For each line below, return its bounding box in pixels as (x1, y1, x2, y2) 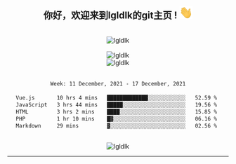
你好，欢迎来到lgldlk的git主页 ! (43, 10, 178, 22)
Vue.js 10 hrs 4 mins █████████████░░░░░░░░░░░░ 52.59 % (15, 94, 218, 101)
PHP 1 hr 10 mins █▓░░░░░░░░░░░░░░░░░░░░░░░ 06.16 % (15, 115, 218, 122)
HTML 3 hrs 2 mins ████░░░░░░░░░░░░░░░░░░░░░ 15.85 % (15, 108, 218, 115)
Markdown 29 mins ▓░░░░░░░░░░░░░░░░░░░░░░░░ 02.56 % (15, 122, 218, 129)
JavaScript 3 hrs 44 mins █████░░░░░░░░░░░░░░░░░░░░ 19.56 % (15, 101, 218, 108)
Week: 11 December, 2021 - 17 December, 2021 (50, 80, 186, 87)
